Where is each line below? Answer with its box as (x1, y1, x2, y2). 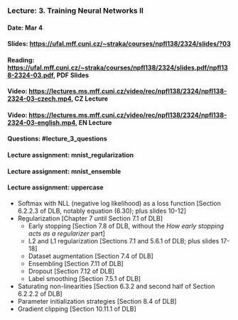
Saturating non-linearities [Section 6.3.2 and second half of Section (17, 282, 215, 290)
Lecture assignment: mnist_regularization (7, 151, 134, 160)
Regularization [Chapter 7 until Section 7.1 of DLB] (17, 214, 163, 222)
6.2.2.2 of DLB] (17, 289, 63, 298)
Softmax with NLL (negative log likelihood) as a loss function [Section (17, 199, 222, 207)
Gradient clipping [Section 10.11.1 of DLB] (17, 304, 136, 313)
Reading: (7, 55, 35, 64)
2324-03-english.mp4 (7, 118, 76, 126)
